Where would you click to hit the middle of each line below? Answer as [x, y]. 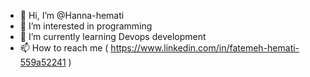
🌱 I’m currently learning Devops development [113, 36]
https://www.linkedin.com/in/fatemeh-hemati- [205, 48]
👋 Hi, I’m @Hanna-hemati [72, 15]
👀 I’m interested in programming [86, 26]
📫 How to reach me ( [64, 48]
